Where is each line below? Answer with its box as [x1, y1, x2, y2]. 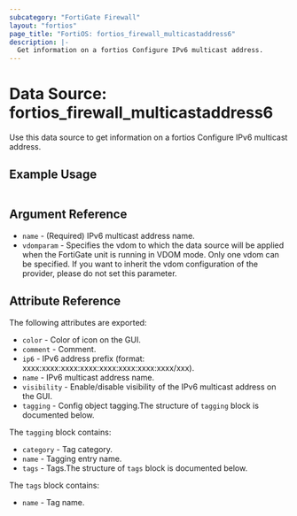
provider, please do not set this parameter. [21, 267, 177, 279]
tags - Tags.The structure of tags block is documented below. [21, 462, 248, 474]
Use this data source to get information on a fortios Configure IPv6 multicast [9, 132, 288, 142]
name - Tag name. [21, 497, 85, 507]
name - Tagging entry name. [21, 453, 122, 464]
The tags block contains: [9, 480, 100, 490]
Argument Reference [9, 207, 128, 222]
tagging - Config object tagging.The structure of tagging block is [21, 400, 260, 411]
